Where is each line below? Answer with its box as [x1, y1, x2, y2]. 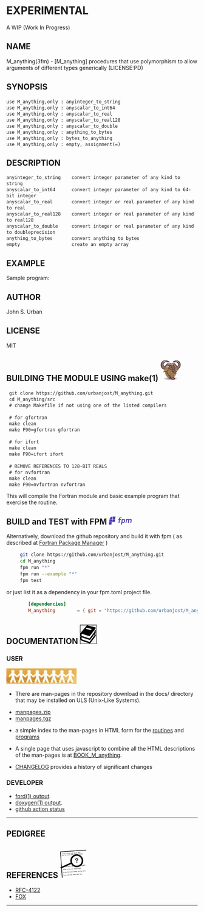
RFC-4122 [15, 886, 41, 894]
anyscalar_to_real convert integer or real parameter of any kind [6, 199, 194, 205]
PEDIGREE [6, 829, 46, 839]
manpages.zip [15, 709, 51, 716]
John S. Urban [6, 308, 42, 315]
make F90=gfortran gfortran [8, 427, 80, 433]
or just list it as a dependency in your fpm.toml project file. [6, 588, 152, 595]
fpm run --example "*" [19, 571, 78, 577]
